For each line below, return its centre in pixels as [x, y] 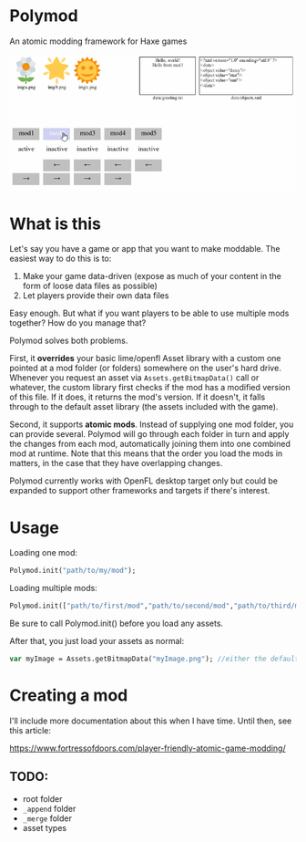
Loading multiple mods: [53, 588]
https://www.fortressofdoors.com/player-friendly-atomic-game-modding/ [148, 748]
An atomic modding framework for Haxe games [98, 41]
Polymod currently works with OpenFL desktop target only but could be [143, 481]
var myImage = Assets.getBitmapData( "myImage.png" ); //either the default [154, 659]
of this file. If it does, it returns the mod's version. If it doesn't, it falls [138, 397]
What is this [56, 223]
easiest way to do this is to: [61, 259]
